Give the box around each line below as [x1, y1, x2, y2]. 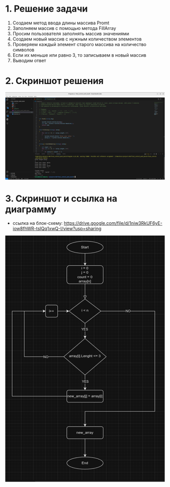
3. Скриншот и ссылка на [5, 193, 117, 204]
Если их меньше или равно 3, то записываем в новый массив [12, 52, 147, 58]
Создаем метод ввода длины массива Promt [12, 20, 110, 26]
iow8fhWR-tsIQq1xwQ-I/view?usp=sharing [12, 226, 102, 232]
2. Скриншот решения [5, 75, 104, 87]
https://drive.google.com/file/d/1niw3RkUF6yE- [64, 220, 163, 226]
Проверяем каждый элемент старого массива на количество [12, 41, 147, 47]
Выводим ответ [12, 57, 47, 63]
